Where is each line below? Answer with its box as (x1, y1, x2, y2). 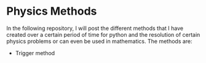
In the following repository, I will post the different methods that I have (6, 24, 183, 32)
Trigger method (15, 49, 55, 56)
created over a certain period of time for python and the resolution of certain (6, 31, 200, 38)
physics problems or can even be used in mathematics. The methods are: (6, 37, 192, 45)
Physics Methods (6, 4, 97, 18)
